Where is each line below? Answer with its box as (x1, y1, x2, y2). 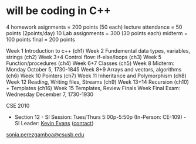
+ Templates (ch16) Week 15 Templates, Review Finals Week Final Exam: (6, 84, 181, 91)
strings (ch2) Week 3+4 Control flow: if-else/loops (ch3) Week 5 (6, 53, 162, 60)
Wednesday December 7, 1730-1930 (6, 91, 94, 98)
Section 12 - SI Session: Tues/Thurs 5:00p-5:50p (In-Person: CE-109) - (14, 113, 187, 121)
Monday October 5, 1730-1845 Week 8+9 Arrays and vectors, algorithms (6, 66, 182, 73)
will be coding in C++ (6, 4, 111, 18)
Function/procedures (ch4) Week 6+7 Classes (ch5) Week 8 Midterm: (6, 60, 175, 67)
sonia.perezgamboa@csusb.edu (6, 131, 85, 138)
